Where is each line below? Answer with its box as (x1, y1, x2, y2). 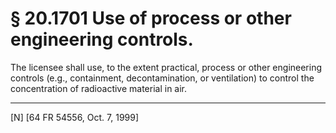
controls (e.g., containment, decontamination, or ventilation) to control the (10, 72, 315, 84)
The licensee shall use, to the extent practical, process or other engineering (10, 61, 323, 73)
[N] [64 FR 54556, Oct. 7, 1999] (10, 111, 140, 123)
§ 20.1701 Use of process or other (10, 7, 292, 30)
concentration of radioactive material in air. (10, 82, 188, 94)
